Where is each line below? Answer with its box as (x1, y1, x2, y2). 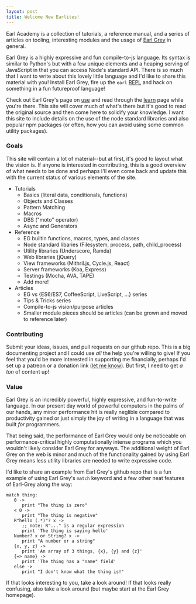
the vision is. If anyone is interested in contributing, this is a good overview (6, 161, 186, 168)
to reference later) (23, 315, 67, 322)
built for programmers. (6, 421, 60, 428)
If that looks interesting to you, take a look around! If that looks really (6, 579, 171, 586)
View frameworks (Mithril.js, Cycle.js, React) (23, 260, 130, 267)
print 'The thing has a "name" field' (21, 559, 116, 565)
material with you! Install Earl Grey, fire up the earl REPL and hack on (6, 78, 173, 85)
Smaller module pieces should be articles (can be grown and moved (23, 309, 188, 316)
